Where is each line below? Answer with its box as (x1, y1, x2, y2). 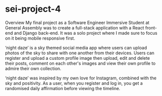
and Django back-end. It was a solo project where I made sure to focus (14, 30, 158, 36)
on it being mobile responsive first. (5, 35, 75, 41)
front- (145, 24, 157, 30)
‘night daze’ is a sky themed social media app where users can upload (5, 45, 147, 50)
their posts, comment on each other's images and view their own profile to (5, 60, 156, 66)
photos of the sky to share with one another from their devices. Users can (5, 50, 155, 56)
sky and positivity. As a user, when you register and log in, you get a (5, 80, 143, 86)
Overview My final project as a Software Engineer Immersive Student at (5, 20, 150, 25)
